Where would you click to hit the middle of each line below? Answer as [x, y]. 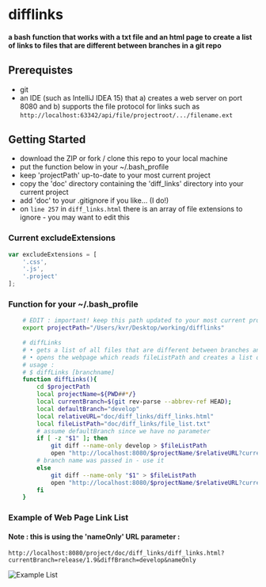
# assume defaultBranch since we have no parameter [124, 431]
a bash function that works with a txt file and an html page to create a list [130, 36]
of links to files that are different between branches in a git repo [115, 45]
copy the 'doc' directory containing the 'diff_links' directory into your [131, 184]
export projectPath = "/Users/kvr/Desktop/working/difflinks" [123, 328]
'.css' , [35, 262]
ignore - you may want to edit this [75, 217]
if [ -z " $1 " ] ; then [72, 438]
